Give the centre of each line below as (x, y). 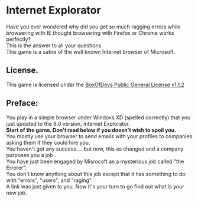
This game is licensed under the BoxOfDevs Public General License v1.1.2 (95, 84)
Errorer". (17, 167)
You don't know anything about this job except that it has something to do (96, 174)
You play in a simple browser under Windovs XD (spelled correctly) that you (98, 117)
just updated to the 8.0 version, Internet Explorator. (68, 123)
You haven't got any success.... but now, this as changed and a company (95, 149)
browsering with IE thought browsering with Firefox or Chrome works (90, 32)
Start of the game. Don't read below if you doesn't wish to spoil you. (91, 130)
